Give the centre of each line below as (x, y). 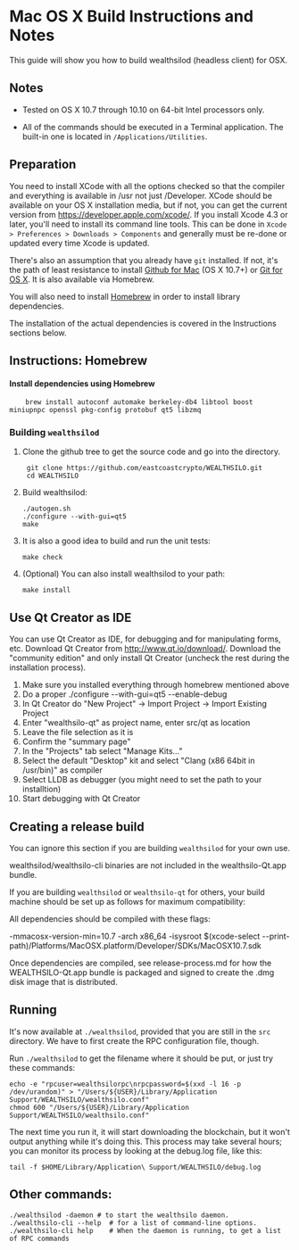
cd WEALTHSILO (53, 476)
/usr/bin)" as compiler (62, 770)
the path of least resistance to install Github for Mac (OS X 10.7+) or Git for (146, 269)
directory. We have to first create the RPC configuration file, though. (134, 1040)
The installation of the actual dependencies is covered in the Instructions (143, 323)
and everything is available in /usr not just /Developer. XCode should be (141, 195)
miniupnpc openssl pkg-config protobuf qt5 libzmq (105, 410)
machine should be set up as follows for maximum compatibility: (127, 902)
